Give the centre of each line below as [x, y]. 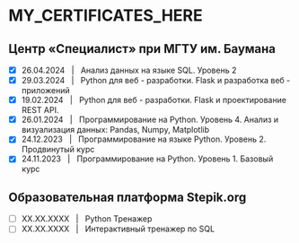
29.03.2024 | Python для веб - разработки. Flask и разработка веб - [156, 81]
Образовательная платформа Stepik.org [128, 197]
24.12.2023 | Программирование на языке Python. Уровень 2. [144, 139]
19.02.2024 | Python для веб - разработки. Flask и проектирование [154, 100]
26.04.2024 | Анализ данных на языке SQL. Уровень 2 [129, 70]
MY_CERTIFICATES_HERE [106, 16]
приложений [45, 91]
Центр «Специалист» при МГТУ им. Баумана [142, 49]
